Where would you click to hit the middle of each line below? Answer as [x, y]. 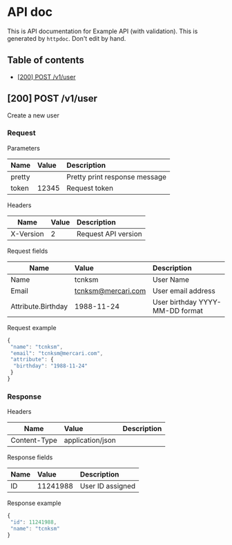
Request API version [110, 233]
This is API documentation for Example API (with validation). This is [103, 31]
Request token [90, 188]
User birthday [175, 302]
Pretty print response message [117, 177]
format [192, 310]
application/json [90, 441]
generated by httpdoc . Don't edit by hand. [67, 38]
